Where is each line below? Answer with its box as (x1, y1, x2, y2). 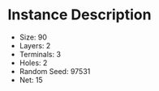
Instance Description (7, 6, 152, 24)
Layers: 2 (19, 40, 51, 50)
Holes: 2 (19, 58, 48, 68)
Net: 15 (19, 75, 44, 85)
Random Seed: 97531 (19, 66, 91, 76)
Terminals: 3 (19, 49, 62, 59)
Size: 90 (19, 32, 48, 42)
